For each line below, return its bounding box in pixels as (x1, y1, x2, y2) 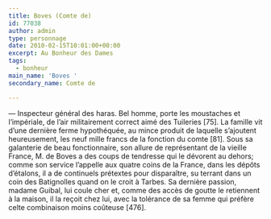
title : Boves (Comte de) (8, 11, 92, 20)
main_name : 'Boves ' (8, 72, 78, 80)
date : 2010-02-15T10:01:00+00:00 (8, 42, 121, 50)
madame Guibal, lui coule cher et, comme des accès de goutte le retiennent (8, 185, 261, 195)
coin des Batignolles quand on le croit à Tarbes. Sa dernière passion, (8, 176, 237, 186)
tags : (8, 57, 27, 65)
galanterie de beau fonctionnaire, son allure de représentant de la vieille (8, 143, 248, 152)
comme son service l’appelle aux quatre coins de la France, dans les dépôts (8, 159, 261, 169)
